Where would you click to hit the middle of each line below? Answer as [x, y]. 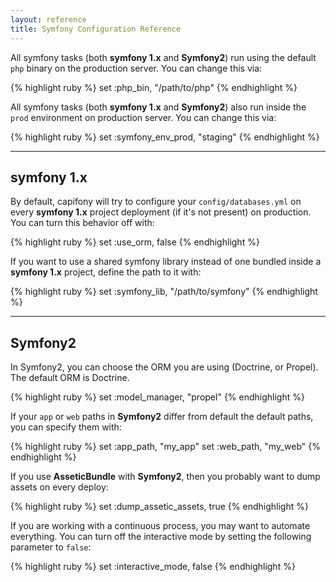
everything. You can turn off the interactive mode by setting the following [161, 537]
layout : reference [48, 19]
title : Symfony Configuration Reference [96, 29]
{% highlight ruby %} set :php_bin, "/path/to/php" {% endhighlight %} [154, 87]
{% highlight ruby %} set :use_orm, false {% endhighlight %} [135, 242]
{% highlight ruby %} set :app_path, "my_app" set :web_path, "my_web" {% [165, 447]
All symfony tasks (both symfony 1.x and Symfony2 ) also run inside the [158, 107]
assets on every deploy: [59, 487]
